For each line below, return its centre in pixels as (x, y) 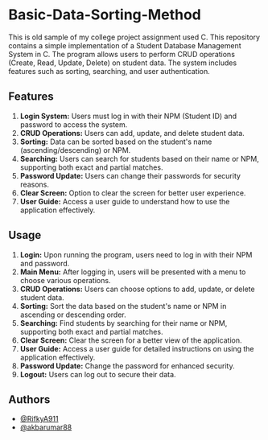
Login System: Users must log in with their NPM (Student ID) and (128, 116)
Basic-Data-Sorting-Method (105, 15)
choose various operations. (65, 280)
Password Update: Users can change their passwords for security (130, 175)
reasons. (35, 184)
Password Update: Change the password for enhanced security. (127, 366)
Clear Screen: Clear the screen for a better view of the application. (131, 340)
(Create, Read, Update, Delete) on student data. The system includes (123, 63)
